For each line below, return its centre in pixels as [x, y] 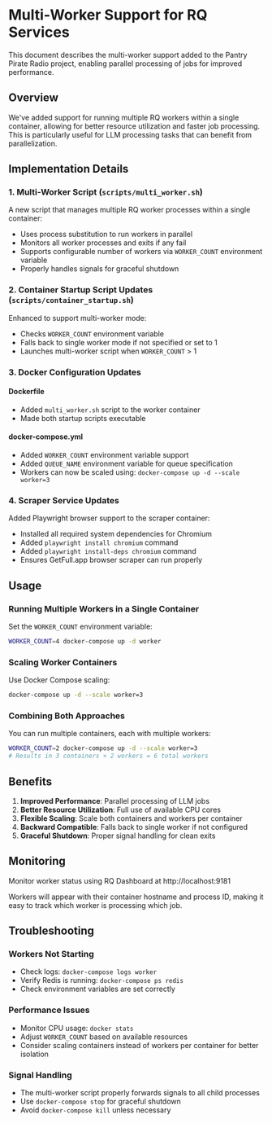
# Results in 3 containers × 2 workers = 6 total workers [108, 756]
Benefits [30, 781]
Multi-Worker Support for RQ [108, 15]
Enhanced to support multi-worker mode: [78, 318]
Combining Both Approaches [67, 716]
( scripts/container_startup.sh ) [71, 300]
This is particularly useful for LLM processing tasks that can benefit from [130, 134]
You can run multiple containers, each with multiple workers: [110, 734]
